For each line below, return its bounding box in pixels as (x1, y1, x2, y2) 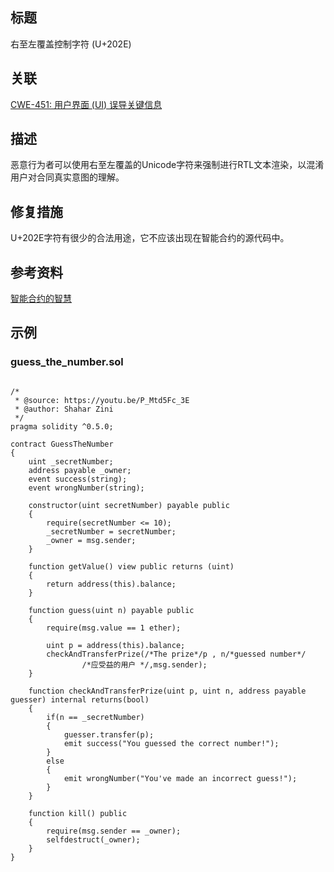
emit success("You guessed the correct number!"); (63, 738, 280, 748)
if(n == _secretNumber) (46, 712, 145, 722)
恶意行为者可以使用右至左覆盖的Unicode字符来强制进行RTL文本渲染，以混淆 (10, 159, 325, 171)
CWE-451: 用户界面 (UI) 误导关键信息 (10, 98, 163, 110)
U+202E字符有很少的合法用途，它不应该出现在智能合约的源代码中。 (10, 232, 290, 244)
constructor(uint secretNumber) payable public (28, 500, 230, 510)
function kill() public (28, 808, 128, 818)
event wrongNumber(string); (28, 483, 145, 493)
